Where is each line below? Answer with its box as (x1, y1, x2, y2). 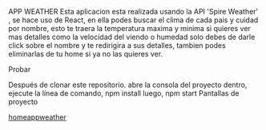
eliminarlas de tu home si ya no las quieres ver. (8, 49, 163, 58)
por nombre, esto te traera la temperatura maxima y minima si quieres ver (8, 24, 251, 33)
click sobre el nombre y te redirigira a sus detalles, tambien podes (8, 41, 226, 50)
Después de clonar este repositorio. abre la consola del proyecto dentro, (8, 80, 248, 89)
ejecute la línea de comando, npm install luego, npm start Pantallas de (8, 89, 240, 98)
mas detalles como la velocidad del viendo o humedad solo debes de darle (8, 32, 256, 41)
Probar (8, 65, 31, 74)
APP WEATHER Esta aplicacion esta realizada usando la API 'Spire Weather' (8, 7, 259, 16)
